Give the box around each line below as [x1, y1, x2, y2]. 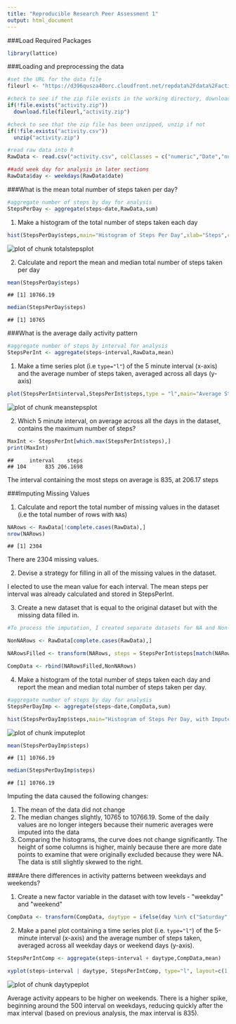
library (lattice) [7, 50, 58, 57]
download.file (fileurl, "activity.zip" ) [13, 108, 131, 115]
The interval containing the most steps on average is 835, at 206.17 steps [7, 475, 219, 484]
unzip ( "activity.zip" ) [13, 134, 80, 141]
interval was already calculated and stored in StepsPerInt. [7, 590, 174, 598]
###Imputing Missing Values [7, 489, 90, 498]
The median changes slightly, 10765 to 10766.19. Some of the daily [17, 813, 209, 822]
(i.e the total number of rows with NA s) [17, 510, 128, 519]
